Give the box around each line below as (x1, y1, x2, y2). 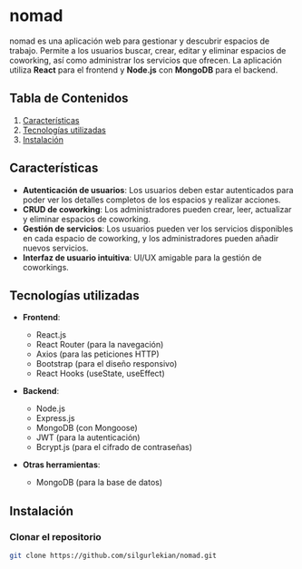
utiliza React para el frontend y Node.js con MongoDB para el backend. (9, 64, 278, 75)
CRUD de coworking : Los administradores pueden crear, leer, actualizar (22, 203, 292, 214)
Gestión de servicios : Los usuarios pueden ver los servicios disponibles (22, 223, 294, 234)
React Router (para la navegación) (35, 339, 164, 350)
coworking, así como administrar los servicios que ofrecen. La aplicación (9, 54, 283, 65)
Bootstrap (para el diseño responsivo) (35, 358, 178, 369)
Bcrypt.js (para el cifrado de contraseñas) (35, 442, 193, 453)
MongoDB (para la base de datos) (35, 477, 163, 488)
